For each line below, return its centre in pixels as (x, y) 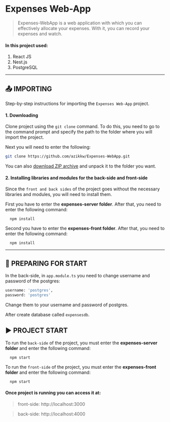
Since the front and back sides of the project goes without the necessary (83, 189)
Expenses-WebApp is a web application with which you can (80, 23)
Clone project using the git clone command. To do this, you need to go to (82, 126)
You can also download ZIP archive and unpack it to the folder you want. (81, 166)
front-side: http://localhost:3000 (51, 404)
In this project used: (27, 45)
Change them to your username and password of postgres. (67, 305)
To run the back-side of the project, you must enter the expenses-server (81, 343)
